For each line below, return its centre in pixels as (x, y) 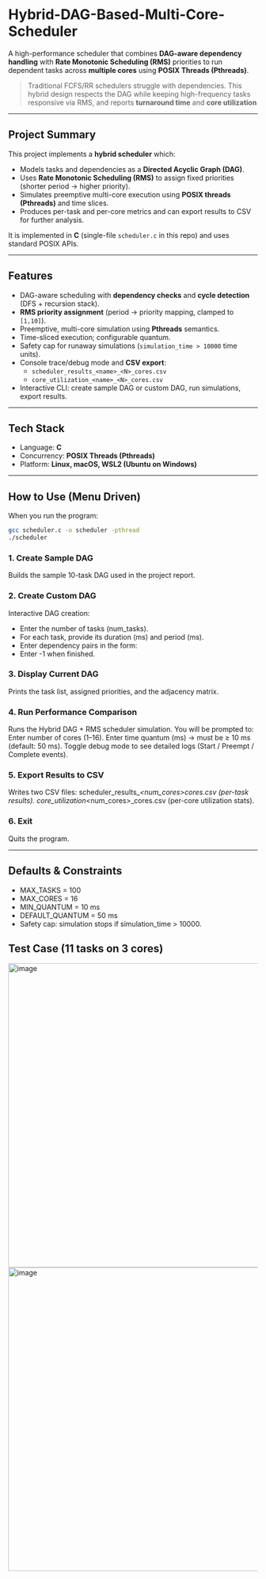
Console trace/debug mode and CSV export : (93, 362)
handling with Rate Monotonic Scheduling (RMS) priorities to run (116, 62)
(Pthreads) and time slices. (64, 203)
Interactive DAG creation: (49, 613)
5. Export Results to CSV (56, 775)
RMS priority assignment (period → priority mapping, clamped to (127, 312)
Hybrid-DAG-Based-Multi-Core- (117, 15)
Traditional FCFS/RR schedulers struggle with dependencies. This (135, 86)
